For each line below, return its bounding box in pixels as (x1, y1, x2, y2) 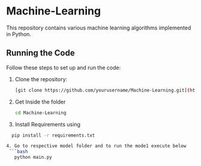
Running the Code (6, 48, 75, 58)
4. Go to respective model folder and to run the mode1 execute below (6, 143, 187, 149)
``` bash (8, 149, 28, 155)
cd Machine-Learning (14, 109, 67, 115)
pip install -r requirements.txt (11, 132, 95, 138)
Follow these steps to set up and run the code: (6, 64, 121, 71)
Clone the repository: (14, 75, 68, 82)
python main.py (14, 155, 52, 161)
